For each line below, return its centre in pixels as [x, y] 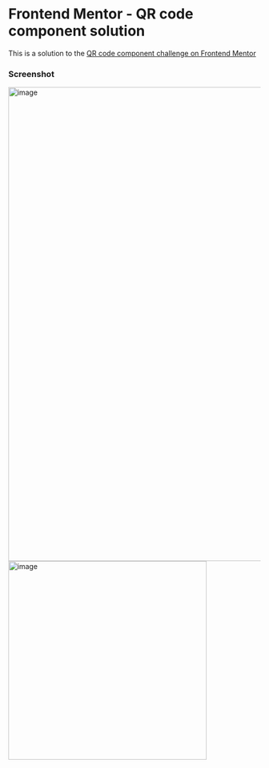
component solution [77, 31]
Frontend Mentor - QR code [101, 14]
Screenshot [31, 74]
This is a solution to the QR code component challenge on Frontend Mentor [132, 53]
